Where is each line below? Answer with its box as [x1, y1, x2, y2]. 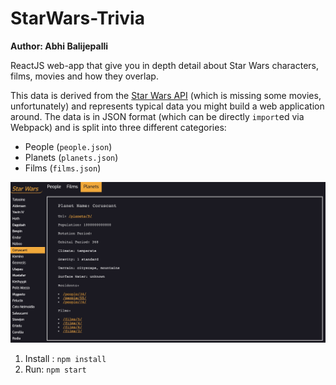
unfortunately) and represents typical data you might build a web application [10, 100, 325, 112]
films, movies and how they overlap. [10, 70, 159, 82]
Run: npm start [24, 363, 87, 376]
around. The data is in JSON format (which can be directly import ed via [10, 110, 305, 122]
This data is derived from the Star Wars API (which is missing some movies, [10, 89, 322, 101]
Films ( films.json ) [24, 162, 102, 174]
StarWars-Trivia [10, 7, 145, 30]
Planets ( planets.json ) [24, 151, 119, 163]
